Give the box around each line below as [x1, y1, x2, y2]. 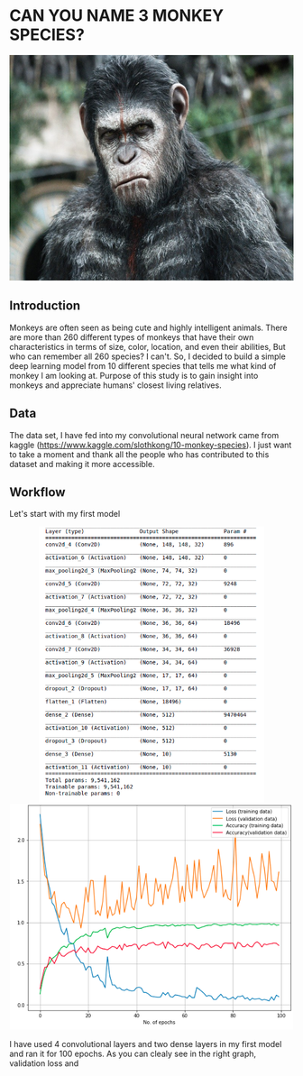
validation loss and [9, 1057, 79, 1069]
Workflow [9, 484, 66, 500]
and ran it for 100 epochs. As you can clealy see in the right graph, [9, 1048, 257, 1059]
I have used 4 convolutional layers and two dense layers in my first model [9, 1038, 282, 1049]
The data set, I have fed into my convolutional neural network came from [9, 429, 280, 440]
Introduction [9, 299, 81, 314]
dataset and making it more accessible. [9, 458, 155, 469]
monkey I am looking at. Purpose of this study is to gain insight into [9, 370, 259, 381]
